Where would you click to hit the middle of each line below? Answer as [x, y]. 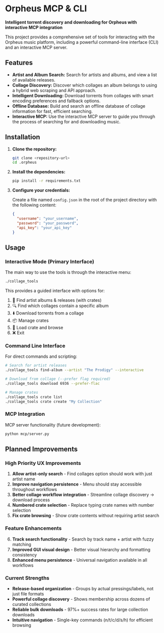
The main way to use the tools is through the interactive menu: [68, 272]
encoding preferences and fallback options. [56, 101]
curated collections [32, 604]
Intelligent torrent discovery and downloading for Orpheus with [71, 22]
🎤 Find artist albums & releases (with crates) [57, 300]
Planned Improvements [41, 449]
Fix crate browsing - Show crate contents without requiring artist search [86, 516]
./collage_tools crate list [34, 397]
